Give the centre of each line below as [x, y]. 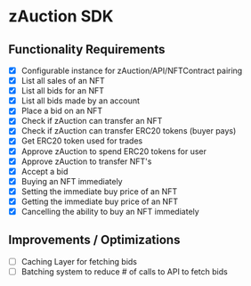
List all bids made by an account [80, 101]
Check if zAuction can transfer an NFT [92, 121]
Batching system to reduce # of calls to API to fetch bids [124, 271]
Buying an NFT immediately [72, 181]
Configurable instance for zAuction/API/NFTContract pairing [132, 70]
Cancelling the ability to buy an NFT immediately [110, 211]
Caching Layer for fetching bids [79, 261]
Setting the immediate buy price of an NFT [99, 191]
